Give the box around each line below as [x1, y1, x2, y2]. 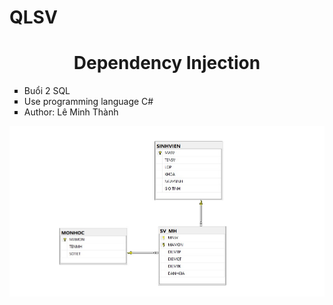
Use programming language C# [23, 96, 154, 108]
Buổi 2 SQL [23, 85, 71, 97]
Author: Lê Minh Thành [23, 106, 119, 118]
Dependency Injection [73, 52, 261, 75]
